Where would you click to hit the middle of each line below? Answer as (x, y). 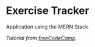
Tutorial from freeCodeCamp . (42, 38)
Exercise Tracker (47, 11)
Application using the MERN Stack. (48, 27)
